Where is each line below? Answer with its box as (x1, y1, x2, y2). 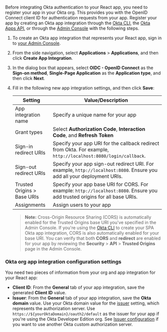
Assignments (14, 201, 46, 208)
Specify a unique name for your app (53, 111, 137, 118)
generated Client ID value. (12, 290, 67, 296)
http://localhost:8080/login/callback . (53, 153, 146, 159)
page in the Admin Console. (24, 246, 82, 251)
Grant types (14, 129, 43, 136)
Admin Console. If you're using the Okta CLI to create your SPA (24, 225, 154, 231)
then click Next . (12, 76, 45, 81)
